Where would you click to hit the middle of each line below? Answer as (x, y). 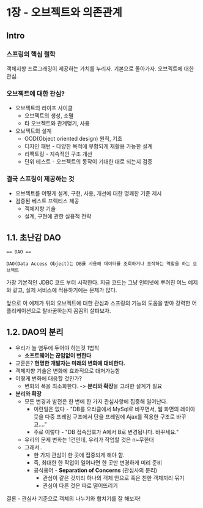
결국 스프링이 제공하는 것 (40, 179)
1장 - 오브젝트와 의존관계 (64, 13)
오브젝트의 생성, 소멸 (49, 116)
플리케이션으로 (24, 311)
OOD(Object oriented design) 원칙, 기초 (73, 139)
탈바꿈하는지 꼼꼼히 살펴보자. (77, 311)
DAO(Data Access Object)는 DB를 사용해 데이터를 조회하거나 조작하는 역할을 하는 (98, 264)
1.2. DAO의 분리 (35, 332)
